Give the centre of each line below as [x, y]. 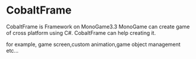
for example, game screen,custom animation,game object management [94, 44]
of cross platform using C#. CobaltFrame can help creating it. [81, 32]
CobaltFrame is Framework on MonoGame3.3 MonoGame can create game [98, 27]
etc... [12, 50]
